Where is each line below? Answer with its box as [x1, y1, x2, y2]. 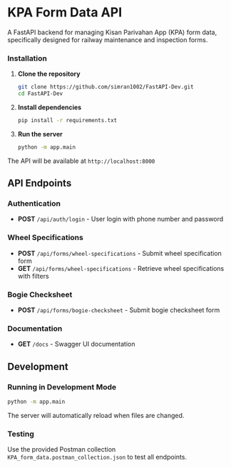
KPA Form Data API [7, 4, 123, 21]
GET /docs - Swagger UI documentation [17, 340, 135, 349]
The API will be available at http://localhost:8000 [7, 156, 155, 165]
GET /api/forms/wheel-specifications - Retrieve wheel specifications [17, 264, 225, 272]
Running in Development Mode [7, 382, 116, 392]
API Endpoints [7, 177, 72, 189]
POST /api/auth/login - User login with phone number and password [17, 215, 224, 224]
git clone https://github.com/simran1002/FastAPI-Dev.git [17, 84, 194, 91]
